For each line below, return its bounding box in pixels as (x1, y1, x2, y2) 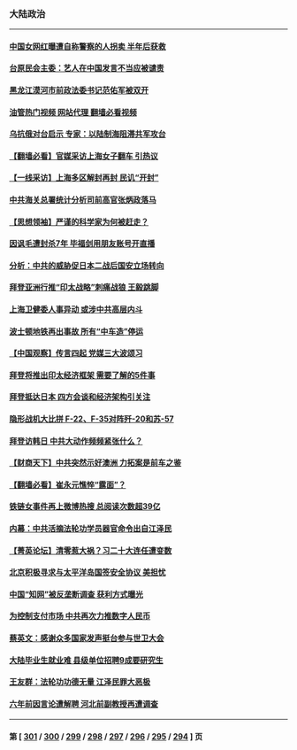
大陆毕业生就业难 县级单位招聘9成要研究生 (9, 654, 164, 665)
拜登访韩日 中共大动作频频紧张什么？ (9, 436, 143, 446)
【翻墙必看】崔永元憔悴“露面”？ (9, 479, 126, 490)
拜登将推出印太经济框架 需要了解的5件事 (9, 369, 156, 380)
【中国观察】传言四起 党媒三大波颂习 (9, 348, 143, 359)
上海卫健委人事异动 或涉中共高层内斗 (9, 304, 143, 315)
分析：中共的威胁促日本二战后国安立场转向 (9, 259, 164, 271)
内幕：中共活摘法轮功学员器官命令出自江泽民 (9, 522, 172, 533)
